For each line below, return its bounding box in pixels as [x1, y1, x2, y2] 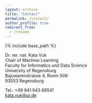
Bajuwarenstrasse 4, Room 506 [5, 73, 68, 78]
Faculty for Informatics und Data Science [5, 62, 88, 68]
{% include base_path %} [5, 43, 56, 48]
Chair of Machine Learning [5, 58, 59, 63]
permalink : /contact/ [5, 16, 49, 21]
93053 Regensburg [5, 78, 44, 84]
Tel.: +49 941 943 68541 [5, 88, 54, 93]
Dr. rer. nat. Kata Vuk [5, 52, 47, 58]
